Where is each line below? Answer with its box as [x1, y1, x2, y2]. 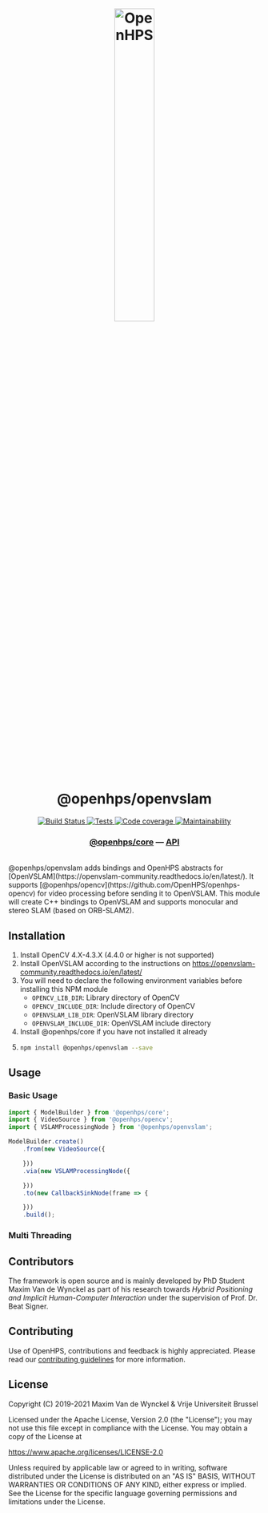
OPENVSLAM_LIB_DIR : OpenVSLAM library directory [31, 1010, 194, 1020]
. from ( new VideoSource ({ [22, 1145, 106, 1154]
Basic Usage [8, 1090, 58, 1102]
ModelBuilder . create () [8, 1138, 84, 1146]
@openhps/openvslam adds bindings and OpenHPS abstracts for [8, 863, 224, 873]
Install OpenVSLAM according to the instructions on [19, 959, 190, 969]
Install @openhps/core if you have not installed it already [19, 1027, 208, 1037]
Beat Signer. [8, 1301, 49, 1311]
